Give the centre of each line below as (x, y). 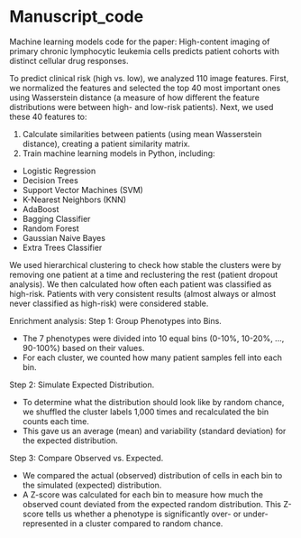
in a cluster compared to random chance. (146, 523)
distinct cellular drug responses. (69, 60)
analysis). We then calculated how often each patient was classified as (141, 284)
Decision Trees (50, 180)
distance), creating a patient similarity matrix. (106, 144)
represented (45, 523)
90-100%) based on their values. (83, 348)
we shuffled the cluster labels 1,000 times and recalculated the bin (146, 412)
